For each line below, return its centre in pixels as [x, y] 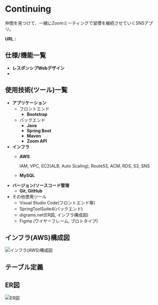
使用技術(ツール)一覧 [36, 90]
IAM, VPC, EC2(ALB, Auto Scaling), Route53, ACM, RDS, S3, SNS [85, 166]
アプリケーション [29, 103]
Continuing [28, 9]
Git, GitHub [31, 191]
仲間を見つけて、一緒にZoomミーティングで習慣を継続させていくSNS [75, 23]
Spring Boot [39, 130]
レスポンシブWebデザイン [38, 68]
